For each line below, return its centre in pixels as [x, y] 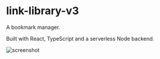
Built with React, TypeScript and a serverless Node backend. [80, 38]
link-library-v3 [42, 11]
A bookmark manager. [33, 27]
